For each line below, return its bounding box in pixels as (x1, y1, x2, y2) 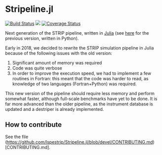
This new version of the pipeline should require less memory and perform (5, 90, 155, 96)
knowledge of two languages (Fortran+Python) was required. (12, 81, 137, 87)
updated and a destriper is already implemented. (5, 106, 104, 112)
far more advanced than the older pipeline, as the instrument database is (5, 101, 153, 107)
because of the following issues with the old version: (5, 50, 113, 56)
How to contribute (5, 120, 62, 129)
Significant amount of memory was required (12, 59, 102, 65)
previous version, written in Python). (5, 35, 79, 41)
